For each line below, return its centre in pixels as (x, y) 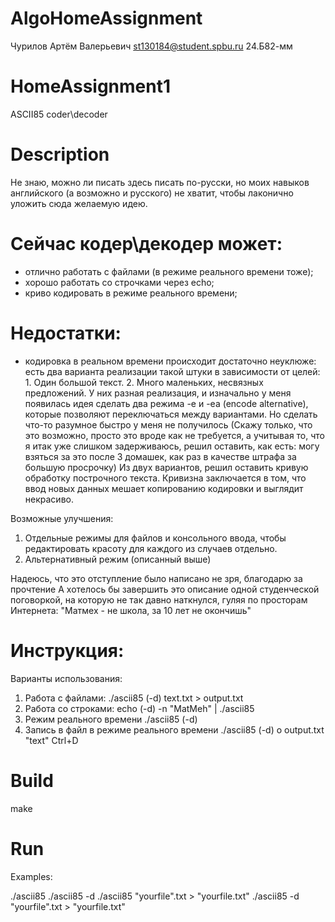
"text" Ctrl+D (51, 740)
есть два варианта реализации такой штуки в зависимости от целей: (172, 371)
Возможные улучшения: (62, 518)
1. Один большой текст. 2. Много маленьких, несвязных (144, 382)
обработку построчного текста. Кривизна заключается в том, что (165, 478)
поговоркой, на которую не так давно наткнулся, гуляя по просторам (159, 599)
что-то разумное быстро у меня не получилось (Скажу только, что (168, 424)
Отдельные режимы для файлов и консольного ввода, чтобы (155, 538)
